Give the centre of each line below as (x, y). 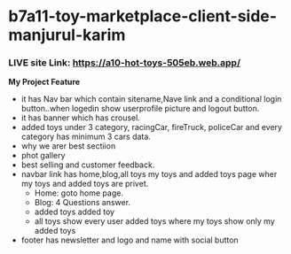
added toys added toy (75, 212)
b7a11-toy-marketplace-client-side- (142, 16)
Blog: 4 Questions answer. (82, 203)
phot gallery (43, 156)
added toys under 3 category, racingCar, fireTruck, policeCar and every (152, 127)
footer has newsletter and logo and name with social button (130, 240)
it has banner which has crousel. (81, 118)
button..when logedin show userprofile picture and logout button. (140, 109)
